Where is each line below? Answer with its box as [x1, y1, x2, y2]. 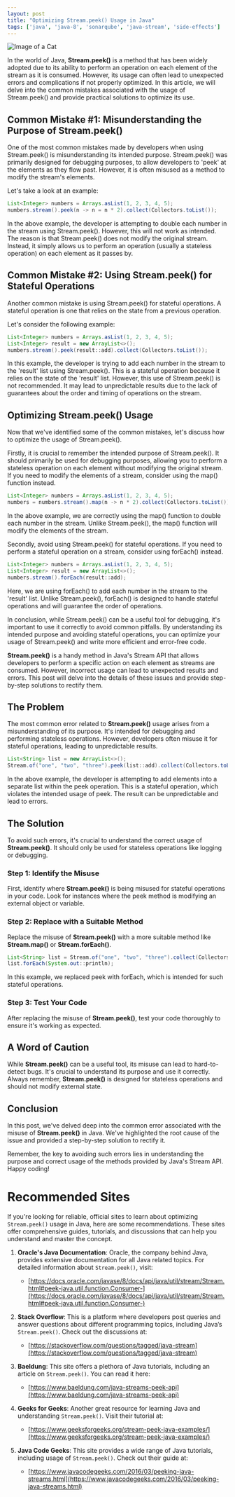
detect [7, 1067, 26, 1076]
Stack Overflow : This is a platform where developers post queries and [17, 1313, 221, 1321]
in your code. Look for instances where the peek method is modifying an [7, 891, 217, 901]
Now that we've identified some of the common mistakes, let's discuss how [7, 428, 225, 437]
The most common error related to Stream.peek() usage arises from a [7, 720, 210, 728]
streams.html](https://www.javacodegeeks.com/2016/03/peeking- [27, 1475, 220, 1483]
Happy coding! [7, 1165, 50, 1173]
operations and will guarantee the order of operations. [7, 601, 163, 610]
